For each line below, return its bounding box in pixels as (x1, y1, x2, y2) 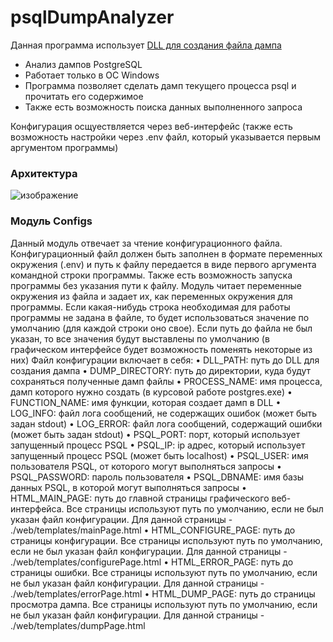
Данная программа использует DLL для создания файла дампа (10, 39, 282, 51)
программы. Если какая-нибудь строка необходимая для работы (10, 301, 291, 313)
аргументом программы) (10, 141, 119, 153)
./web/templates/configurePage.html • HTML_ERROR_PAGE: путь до (10, 556, 294, 568)
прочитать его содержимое (24, 90, 144, 102)
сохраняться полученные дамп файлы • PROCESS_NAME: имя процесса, (10, 375, 323, 387)
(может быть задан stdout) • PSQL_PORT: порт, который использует (10, 428, 301, 440)
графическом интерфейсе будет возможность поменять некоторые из (10, 343, 313, 355)
